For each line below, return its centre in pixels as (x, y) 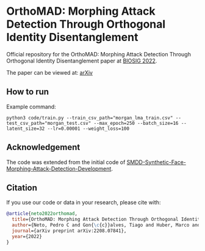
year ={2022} (27, 236)
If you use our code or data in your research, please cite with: (84, 203)
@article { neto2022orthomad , (42, 214)
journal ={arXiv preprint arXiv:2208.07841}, (69, 231)
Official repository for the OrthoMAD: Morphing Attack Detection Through (99, 54)
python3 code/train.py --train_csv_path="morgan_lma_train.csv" (90, 118)
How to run (28, 92)
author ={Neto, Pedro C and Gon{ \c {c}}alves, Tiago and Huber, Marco (101, 225)
